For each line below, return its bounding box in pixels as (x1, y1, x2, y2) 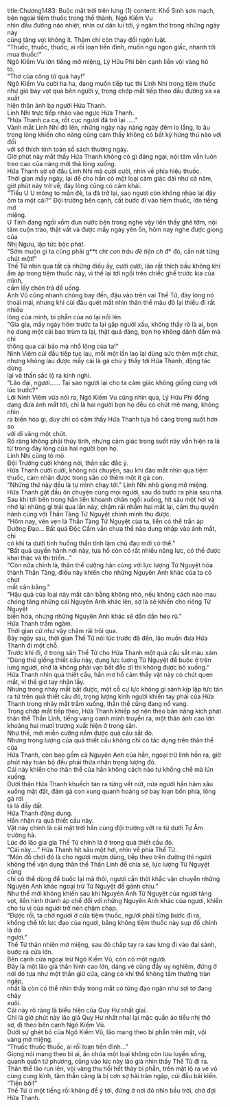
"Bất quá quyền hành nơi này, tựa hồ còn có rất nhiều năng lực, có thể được (7, 547, 221, 554)
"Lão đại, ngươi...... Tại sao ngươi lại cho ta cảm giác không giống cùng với (7, 378, 218, 387)
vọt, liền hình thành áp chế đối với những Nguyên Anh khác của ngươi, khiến (7, 897, 223, 904)
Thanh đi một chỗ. (7, 641, 59, 649)
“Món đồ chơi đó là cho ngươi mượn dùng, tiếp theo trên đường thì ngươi (7, 853, 211, 861)
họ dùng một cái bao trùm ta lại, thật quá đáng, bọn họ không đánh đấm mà (7, 328, 221, 336)
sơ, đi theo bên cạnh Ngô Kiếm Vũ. (7, 1020, 106, 1029)
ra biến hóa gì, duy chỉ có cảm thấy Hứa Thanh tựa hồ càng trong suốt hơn (7, 415, 218, 423)
